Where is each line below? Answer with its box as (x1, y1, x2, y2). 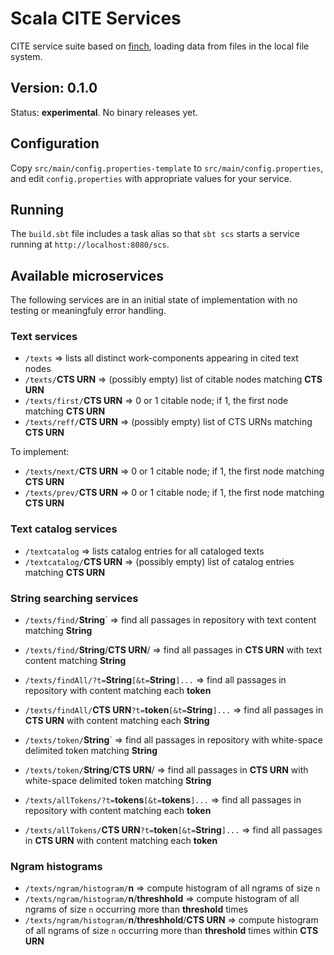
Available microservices (10, 267, 165, 284)
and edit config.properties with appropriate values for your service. (10, 172, 292, 184)
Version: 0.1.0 (10, 80, 98, 97)
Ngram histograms (10, 860, 103, 873)
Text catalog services (10, 522, 118, 536)
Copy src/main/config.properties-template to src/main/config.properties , (10, 162, 324, 174)
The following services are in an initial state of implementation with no (10, 294, 298, 306)
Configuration (10, 135, 100, 152)
